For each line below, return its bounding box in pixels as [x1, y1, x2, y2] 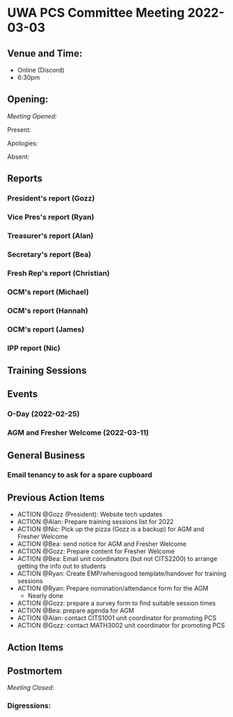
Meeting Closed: [7, 684, 54, 692]
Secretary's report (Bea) [7, 249, 92, 259]
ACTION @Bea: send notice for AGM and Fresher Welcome [17, 540, 186, 548]
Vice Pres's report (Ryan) [7, 213, 95, 222]
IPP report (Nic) [7, 343, 61, 353]
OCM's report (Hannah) [7, 305, 88, 315]
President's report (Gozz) [7, 194, 95, 203]
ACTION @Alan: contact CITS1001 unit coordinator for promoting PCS [17, 614, 217, 622]
